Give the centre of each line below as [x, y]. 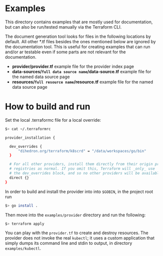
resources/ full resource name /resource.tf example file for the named [82, 82]
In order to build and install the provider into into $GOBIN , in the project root [79, 192]
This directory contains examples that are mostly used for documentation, [79, 22]
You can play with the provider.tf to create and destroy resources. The [77, 233]
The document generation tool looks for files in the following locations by [78, 36]
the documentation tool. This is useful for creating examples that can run [78, 47]
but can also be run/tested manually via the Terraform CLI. [63, 27]
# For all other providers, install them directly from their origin [81, 164]
